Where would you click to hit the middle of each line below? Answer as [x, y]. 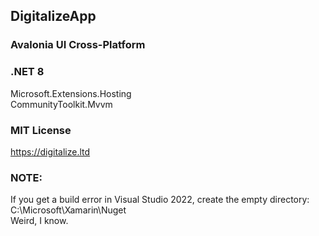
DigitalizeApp [53, 16]
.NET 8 [27, 72]
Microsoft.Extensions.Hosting [71, 93]
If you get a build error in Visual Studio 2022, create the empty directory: [160, 200]
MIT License [41, 130]
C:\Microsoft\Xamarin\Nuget [68, 210]
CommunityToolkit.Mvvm [61, 104]
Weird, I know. [39, 221]
